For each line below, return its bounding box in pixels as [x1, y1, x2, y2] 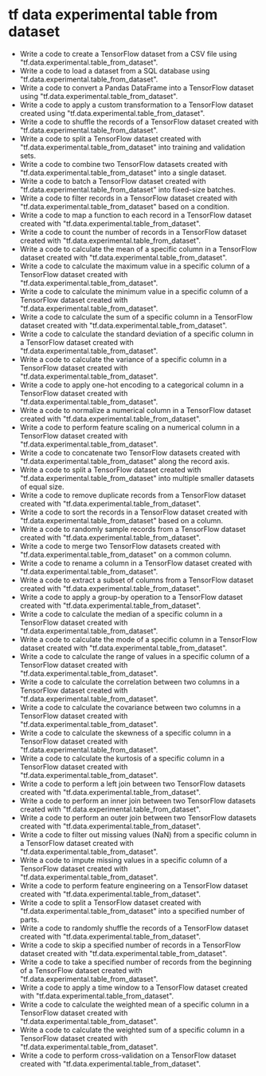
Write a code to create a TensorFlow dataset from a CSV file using [19, 49, 237, 58]
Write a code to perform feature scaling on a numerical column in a [19, 422, 241, 432]
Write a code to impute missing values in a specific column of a [19, 855, 228, 864]
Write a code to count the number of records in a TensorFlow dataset [19, 227, 247, 236]
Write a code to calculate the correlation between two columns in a [19, 677, 241, 686]
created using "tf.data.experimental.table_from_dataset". [19, 108, 205, 117]
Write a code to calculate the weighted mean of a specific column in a [19, 999, 249, 1009]
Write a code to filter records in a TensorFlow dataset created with [19, 193, 237, 203]
